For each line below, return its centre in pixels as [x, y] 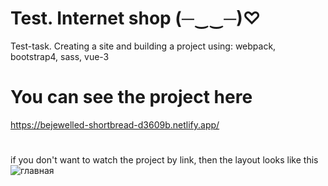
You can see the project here [131, 97]
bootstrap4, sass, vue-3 [60, 56]
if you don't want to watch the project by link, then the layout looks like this [164, 160]
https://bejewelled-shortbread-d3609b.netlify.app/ [115, 124]
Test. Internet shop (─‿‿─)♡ [136, 18]
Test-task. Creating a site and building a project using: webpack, [143, 46]
